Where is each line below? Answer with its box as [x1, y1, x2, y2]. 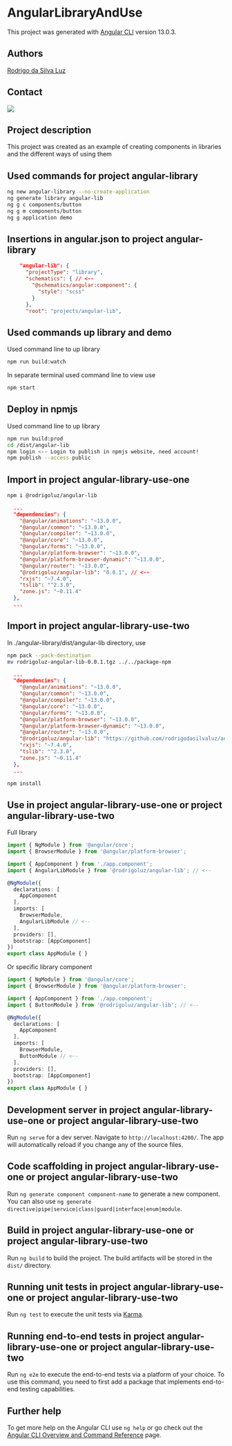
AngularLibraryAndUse [7, 5, 143, 21]
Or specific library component [7, 963, 93, 971]
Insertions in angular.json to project [7, 233, 164, 245]
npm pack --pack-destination [7, 652, 91, 659]
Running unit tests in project [7, 1281, 131, 1293]
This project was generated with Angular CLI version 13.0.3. [7, 28, 177, 36]
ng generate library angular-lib [7, 195, 104, 202]
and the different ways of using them [7, 150, 113, 159]
